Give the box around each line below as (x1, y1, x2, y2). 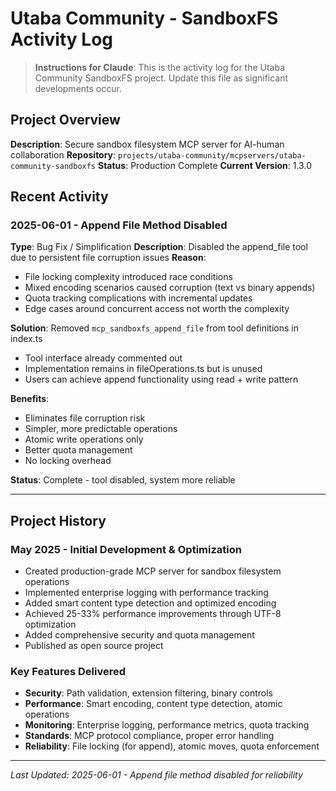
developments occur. (34, 82, 122, 94)
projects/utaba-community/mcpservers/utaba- (118, 150, 307, 161)
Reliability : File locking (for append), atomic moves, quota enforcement (24, 740, 320, 752)
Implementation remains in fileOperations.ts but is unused (24, 363, 263, 375)
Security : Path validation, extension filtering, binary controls (24, 687, 274, 699)
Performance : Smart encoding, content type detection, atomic (24, 698, 283, 710)
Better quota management (24, 444, 133, 456)
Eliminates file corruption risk (24, 412, 146, 424)
